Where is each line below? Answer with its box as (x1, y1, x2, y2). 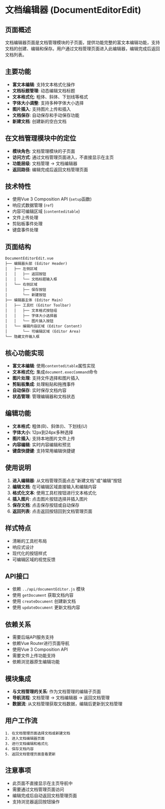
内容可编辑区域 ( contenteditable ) (12, 208, 80, 214)
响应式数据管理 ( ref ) (12, 202, 54, 208)
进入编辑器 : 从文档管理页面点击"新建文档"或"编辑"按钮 (12, 477, 122, 483)
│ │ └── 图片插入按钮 (5, 319, 54, 324)
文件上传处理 (12, 215, 38, 221)
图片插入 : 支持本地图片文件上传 (12, 435, 75, 441)
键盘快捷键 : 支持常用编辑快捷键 (12, 447, 75, 453)
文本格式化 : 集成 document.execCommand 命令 (12, 369, 98, 375)
